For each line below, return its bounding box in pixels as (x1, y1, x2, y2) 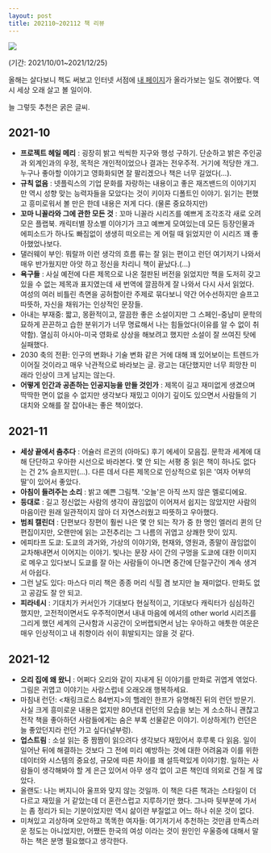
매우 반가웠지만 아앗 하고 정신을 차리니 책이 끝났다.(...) (19, 259, 191, 269)
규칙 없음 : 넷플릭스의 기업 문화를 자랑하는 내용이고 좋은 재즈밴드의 (19, 178, 229, 188)
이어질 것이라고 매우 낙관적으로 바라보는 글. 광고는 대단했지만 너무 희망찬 (19, 360, 248, 370)
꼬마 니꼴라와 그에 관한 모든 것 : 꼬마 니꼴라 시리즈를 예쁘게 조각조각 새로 (19, 209, 247, 219)
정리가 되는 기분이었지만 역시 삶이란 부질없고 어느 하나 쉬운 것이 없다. (37, 805, 255, 815)
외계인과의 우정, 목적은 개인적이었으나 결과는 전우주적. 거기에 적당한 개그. (28, 158, 260, 168)
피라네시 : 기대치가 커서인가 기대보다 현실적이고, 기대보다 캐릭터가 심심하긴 (19, 598, 256, 608)
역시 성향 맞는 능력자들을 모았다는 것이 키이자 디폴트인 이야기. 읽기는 (28, 189, 244, 199)
